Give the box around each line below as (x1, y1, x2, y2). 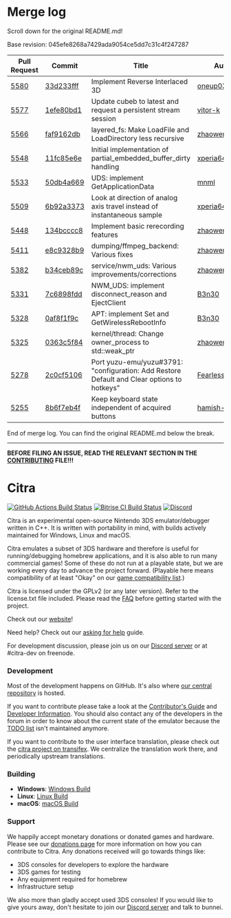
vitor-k (197, 105, 221, 114)
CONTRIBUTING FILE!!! (7, 456, 74, 465)
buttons (91, 411, 116, 420)
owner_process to (91, 337, 150, 347)
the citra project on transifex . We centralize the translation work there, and (7, 745, 218, 754)
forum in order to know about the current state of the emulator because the (7, 717, 220, 725)
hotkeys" (91, 383, 120, 392)
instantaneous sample (91, 210, 163, 220)
